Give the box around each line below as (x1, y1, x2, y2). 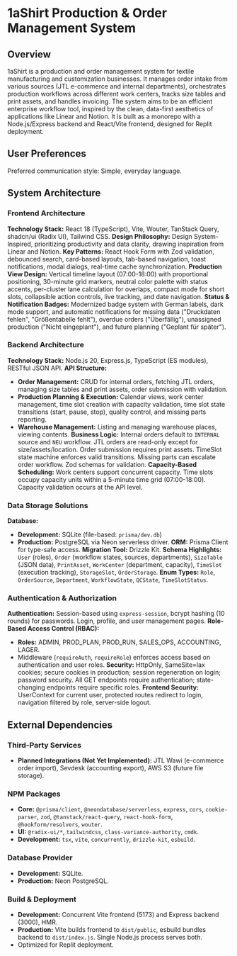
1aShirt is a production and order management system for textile (7, 67, 195, 75)
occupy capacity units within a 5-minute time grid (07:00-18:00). (17, 475, 207, 483)
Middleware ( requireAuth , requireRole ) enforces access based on (17, 653, 211, 662)
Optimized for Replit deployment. (17, 940, 115, 949)
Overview (7, 48, 52, 60)
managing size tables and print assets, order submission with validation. (17, 385, 228, 393)
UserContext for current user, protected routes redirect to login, (17, 691, 204, 699)
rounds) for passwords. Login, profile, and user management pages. (7, 617, 207, 625)
